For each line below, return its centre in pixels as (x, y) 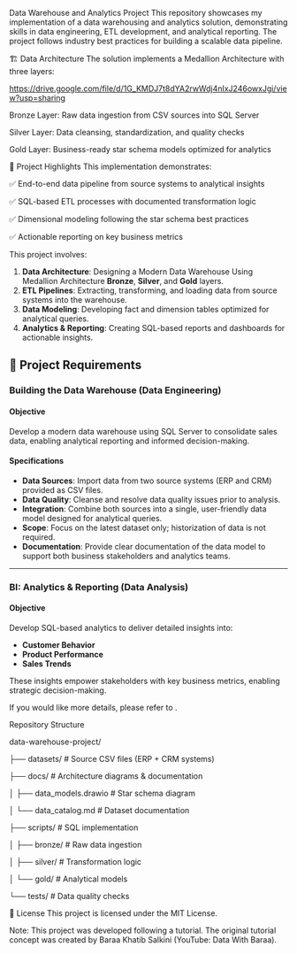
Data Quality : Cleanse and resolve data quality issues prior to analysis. (151, 499)
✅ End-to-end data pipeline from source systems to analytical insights (137, 184)
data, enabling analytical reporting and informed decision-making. (129, 441)
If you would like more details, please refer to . (94, 707)
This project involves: (48, 254)
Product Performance (63, 654)
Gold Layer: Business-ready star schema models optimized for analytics (140, 149)
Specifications (37, 461)
